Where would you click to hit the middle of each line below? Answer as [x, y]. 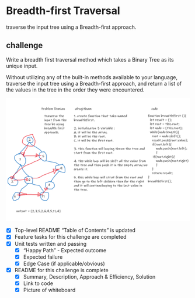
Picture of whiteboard [49, 290]
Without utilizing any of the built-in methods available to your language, [92, 77]
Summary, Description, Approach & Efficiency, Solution [89, 276]
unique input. [22, 66]
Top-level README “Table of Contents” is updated [75, 231]
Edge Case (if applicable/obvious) [64, 263]
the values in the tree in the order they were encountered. [75, 90]
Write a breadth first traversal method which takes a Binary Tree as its [90, 59]
